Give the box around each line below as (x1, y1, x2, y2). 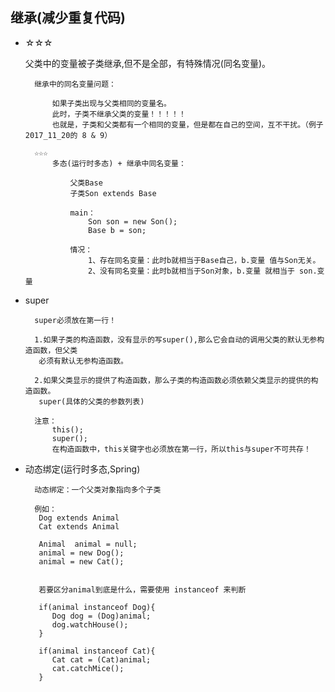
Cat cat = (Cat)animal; (51, 654, 152, 665)
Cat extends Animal (38, 521, 120, 532)
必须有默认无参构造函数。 (38, 356, 128, 366)
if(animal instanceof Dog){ (38, 602, 156, 612)
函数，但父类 (32, 345, 78, 355)
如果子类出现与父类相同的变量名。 (51, 98, 172, 108)
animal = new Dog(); (38, 548, 125, 558)
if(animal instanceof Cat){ (38, 646, 156, 656)
